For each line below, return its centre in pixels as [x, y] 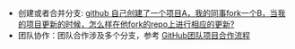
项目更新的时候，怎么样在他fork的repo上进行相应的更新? [130, 24]
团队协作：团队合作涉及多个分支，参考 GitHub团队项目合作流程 [134, 35]
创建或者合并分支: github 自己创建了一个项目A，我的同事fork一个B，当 [147, 13]
